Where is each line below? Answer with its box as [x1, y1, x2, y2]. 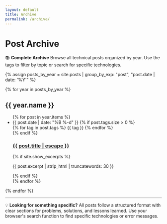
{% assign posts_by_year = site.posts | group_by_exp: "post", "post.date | [5, 72, 155, 78]
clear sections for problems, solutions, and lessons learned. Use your [5, 208, 148, 214]
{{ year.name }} [5, 101, 55, 110]
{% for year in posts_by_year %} [5, 87, 71, 93]
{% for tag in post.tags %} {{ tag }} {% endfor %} [12, 125, 113, 131]
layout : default [5, 7, 39, 12]
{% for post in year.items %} [12, 114, 71, 120]
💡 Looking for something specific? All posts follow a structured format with [5, 202, 161, 208]
